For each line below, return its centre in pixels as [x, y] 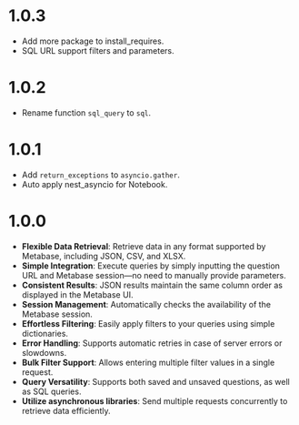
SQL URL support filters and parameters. [98, 50]
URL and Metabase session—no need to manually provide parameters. [154, 275]
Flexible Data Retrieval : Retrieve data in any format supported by [144, 246]
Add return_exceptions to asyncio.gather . [101, 175]
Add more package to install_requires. [93, 41]
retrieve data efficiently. [66, 410]
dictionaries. [45, 333]
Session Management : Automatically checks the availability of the [146, 304]
